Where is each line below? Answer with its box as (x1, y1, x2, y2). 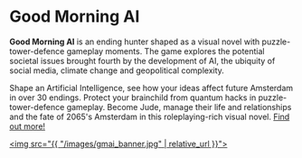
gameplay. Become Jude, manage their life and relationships (66, 101, 292, 112)
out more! (9, 120, 46, 132)
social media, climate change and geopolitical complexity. (9, 65, 224, 76)
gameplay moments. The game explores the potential (66, 45, 265, 56)
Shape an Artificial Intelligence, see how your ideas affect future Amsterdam (9, 82, 294, 93)
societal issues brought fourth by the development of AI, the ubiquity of (9, 55, 276, 66)
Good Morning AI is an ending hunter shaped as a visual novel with (9, 36, 260, 47)
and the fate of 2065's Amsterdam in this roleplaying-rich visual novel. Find (9, 111, 290, 122)
